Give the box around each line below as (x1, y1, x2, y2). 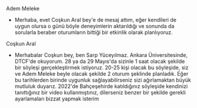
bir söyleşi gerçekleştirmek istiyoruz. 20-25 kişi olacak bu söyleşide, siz (14, 64, 189, 71)
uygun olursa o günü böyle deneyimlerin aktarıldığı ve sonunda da (14, 23, 175, 29)
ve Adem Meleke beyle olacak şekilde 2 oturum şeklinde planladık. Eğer (14, 70, 189, 77)
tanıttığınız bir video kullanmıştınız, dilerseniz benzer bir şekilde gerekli (14, 89, 186, 96)
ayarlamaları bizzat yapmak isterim (14, 95, 99, 102)
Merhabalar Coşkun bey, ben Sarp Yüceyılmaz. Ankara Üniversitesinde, (14, 52, 188, 58)
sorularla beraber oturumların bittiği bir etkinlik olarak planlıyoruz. (14, 29, 173, 36)
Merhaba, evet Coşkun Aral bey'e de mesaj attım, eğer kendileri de (14, 16, 176, 23)
